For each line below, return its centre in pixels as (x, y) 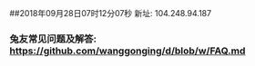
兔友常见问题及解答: (53, 39)
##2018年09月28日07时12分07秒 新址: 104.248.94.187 (111, 13)
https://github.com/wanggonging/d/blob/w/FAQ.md (127, 51)
